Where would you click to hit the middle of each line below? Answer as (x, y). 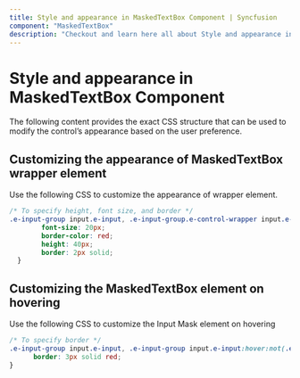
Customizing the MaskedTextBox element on (137, 288)
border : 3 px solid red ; (77, 357)
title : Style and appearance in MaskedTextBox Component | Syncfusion (143, 17)
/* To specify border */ (55, 341)
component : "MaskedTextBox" (62, 26)
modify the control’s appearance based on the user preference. (126, 131)
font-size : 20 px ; (73, 227)
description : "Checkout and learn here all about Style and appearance (145, 34)
